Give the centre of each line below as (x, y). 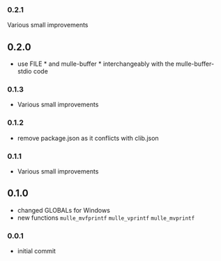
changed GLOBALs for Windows (63, 210)
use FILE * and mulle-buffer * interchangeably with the (96, 64)
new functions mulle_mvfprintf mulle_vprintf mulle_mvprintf (106, 218)
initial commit (36, 251)
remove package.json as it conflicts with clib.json (88, 138)
